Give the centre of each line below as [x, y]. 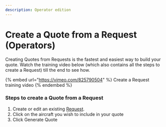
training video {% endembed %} [39, 85]
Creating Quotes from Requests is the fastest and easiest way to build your [83, 59]
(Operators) [30, 45]
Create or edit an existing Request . [48, 109]
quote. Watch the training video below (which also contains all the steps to [82, 65]
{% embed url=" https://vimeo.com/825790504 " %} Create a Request [77, 80]
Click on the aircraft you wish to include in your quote [68, 114]
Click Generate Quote [35, 119]
